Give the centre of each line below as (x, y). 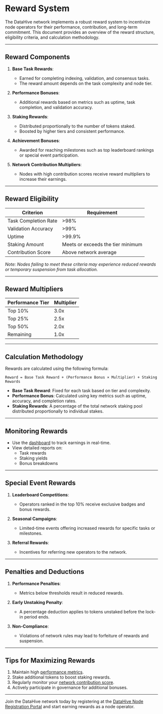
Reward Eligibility (32, 199)
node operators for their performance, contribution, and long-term (71, 27)
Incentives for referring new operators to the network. (73, 552)
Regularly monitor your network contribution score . (63, 682)
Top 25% (18, 319)
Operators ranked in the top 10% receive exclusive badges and (82, 504)
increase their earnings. (43, 179)
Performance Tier (28, 302)
